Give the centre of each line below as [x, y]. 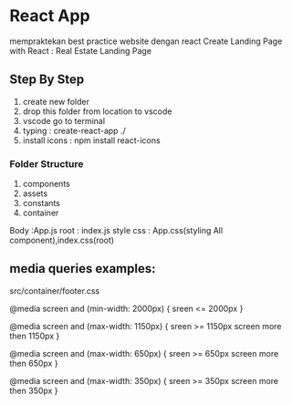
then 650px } [34, 363]
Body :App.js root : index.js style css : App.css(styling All [116, 231]
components [46, 184]
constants [42, 203]
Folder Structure [47, 163]
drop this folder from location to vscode [97, 111]
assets [35, 193]
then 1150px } [35, 336]
